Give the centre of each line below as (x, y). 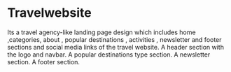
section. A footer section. (44, 62)
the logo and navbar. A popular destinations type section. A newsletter (109, 55)
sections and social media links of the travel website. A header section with (115, 47)
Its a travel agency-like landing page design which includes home (101, 32)
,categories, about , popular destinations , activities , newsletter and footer (114, 39)
